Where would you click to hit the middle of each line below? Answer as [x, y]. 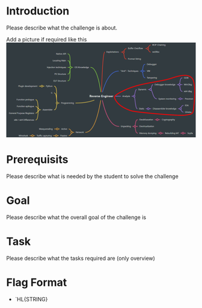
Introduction [38, 11]
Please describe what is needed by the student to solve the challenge [92, 176]
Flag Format [37, 282]
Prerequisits [37, 160]
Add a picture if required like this [47, 39]
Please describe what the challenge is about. [62, 28]
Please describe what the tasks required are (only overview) [81, 258]
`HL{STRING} [31, 299]
